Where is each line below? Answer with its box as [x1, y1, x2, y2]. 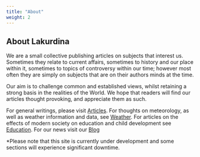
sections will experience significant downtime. [6, 144, 120, 151]
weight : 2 [6, 14, 31, 20]
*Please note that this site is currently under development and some [6, 138, 174, 145]
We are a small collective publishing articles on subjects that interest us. [6, 52, 183, 60]
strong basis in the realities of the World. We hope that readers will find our [6, 89, 191, 96]
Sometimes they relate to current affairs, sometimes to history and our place [6, 59, 194, 66]
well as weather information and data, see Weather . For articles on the [6, 113, 179, 121]
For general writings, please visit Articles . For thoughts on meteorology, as [6, 107, 189, 114]
